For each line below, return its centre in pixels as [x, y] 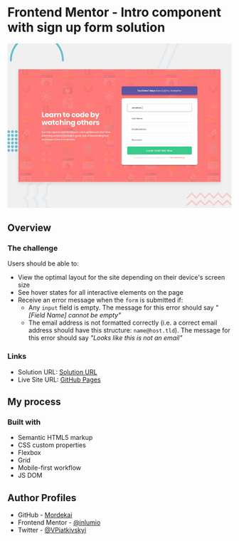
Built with [24, 422]
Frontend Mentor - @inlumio [59, 522]
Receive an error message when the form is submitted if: [100, 300]
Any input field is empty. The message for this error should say [121, 308]
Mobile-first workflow [49, 468]
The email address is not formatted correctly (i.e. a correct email [123, 323]
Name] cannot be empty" [84, 315]
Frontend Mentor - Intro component [115, 12]
